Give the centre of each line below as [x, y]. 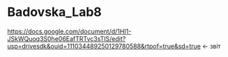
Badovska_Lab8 [55, 12]
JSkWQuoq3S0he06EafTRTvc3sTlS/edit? [67, 38]
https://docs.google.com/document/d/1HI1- [69, 31]
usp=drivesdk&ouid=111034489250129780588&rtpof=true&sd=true [104, 46]
